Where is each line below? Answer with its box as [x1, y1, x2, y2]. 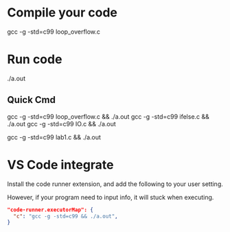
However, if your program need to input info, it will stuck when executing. [7, 193, 214, 201]
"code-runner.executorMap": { [7, 206, 94, 213]
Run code [7, 51, 62, 67]
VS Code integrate [7, 156, 115, 172]
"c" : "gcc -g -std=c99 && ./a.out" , [13, 213, 118, 220]
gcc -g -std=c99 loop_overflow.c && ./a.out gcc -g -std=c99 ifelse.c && [7, 112, 209, 121]
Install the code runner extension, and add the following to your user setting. [7, 180, 223, 188]
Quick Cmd [7, 94, 56, 106]
